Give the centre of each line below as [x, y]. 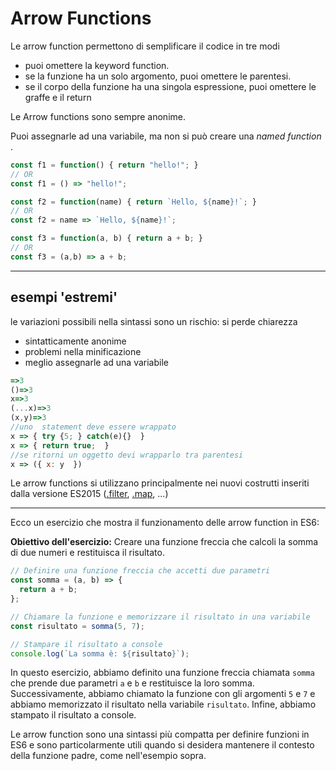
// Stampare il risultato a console [86, 644]
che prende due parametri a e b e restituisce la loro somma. [132, 683]
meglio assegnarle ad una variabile [96, 362]
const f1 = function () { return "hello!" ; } [104, 165]
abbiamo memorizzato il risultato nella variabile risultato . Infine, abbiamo [163, 704]
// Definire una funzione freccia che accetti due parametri [140, 571]
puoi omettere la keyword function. [97, 65]
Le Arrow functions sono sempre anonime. [98, 116]
